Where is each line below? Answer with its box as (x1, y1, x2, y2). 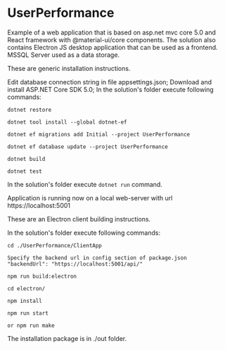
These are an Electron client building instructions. (7, 214, 151, 223)
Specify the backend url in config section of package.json (7, 254, 188, 261)
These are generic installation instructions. (7, 64, 131, 72)
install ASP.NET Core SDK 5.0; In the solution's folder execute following (7, 85, 214, 93)
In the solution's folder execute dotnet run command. (7, 180, 163, 188)
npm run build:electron (7, 273, 77, 280)
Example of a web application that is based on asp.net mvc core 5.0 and (7, 28, 216, 37)
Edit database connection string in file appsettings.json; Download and (7, 77, 212, 86)
